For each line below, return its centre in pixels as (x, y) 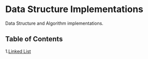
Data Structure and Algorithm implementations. (54, 23)
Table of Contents (34, 39)
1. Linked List (18, 51)
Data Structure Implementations (74, 9)
